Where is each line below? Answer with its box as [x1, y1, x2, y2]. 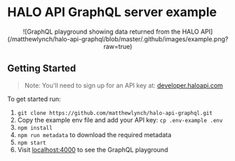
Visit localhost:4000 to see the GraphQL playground [17, 145, 168, 154]
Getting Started [7, 62, 76, 74]
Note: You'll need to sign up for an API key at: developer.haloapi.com [24, 81, 223, 90]
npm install [17, 124, 53, 132]
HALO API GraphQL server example [7, 4, 217, 20]
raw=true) [103, 42, 133, 50]
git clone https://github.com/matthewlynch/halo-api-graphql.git [17, 109, 213, 116]
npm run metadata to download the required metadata [17, 130, 172, 139]
